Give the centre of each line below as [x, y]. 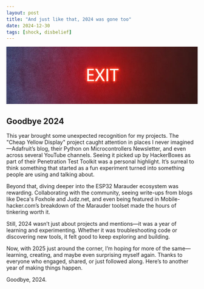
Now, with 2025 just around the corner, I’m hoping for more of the [88, 248]
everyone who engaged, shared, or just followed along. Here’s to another [97, 261]
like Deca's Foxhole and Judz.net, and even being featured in [83, 199]
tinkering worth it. [28, 212]
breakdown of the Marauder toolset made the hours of [108, 206]
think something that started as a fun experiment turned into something [96, 168]
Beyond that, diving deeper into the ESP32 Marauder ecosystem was [93, 186]
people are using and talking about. [51, 174]
